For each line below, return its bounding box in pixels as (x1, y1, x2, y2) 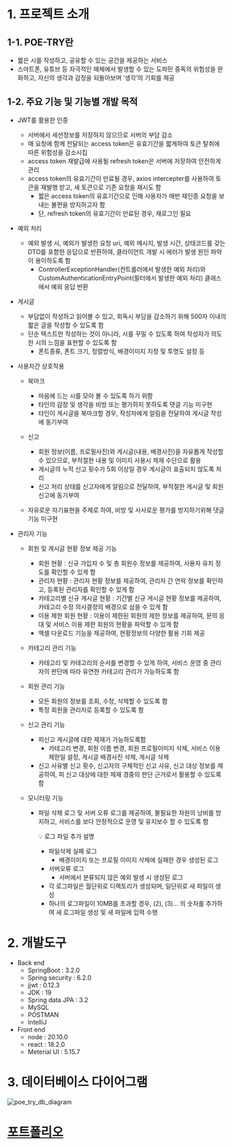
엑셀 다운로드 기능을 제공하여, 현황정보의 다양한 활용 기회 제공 (38, 629, 205, 637)
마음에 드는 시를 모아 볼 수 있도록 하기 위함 (38, 392, 153, 400)
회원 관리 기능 (27, 682, 65, 690)
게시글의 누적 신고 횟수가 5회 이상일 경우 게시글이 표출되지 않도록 (38, 465, 214, 473)
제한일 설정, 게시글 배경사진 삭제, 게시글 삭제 (48, 752, 169, 761)
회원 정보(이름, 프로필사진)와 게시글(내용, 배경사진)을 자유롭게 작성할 (38, 447, 224, 456)
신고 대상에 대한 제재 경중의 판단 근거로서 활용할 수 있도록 (65, 770, 222, 778)
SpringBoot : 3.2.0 (27, 966, 80, 974)
